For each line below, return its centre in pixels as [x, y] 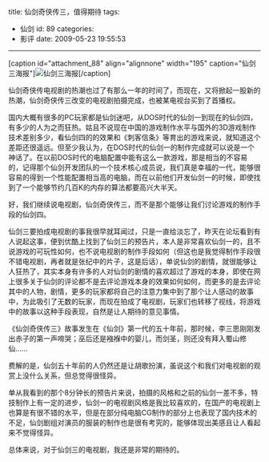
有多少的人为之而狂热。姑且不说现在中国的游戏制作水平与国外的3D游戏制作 [132, 127]
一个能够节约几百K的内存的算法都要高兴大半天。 [102, 187]
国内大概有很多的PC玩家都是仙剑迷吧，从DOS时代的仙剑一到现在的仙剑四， [133, 117]
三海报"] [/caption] [60, 73]
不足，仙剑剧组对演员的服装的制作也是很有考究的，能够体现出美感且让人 [127, 422]
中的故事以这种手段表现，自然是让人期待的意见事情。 [96, 311]
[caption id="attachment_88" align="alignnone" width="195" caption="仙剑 [132, 63]
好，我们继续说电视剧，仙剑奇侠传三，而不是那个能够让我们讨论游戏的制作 [131, 204]
